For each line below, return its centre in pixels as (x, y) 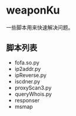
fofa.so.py (27, 62)
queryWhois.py (33, 94)
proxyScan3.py (33, 88)
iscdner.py (27, 81)
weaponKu (33, 10)
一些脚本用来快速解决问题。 (40, 27)
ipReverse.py (31, 75)
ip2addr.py (28, 69)
